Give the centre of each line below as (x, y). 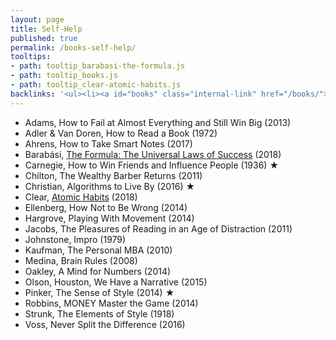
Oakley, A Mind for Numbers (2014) (98, 271)
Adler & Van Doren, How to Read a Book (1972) (121, 133)
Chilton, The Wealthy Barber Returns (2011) (113, 175)
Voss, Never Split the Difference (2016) (105, 324)
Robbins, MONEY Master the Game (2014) (111, 303)
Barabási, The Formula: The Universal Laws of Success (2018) (153, 154)
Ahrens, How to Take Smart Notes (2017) (108, 143)
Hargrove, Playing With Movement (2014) (109, 218)
